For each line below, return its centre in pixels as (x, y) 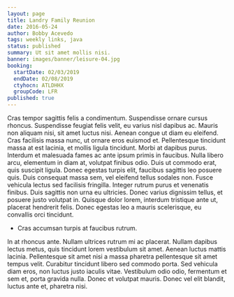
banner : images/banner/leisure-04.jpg (64, 59)
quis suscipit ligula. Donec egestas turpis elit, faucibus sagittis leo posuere (115, 170)
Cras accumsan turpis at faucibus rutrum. (77, 228)
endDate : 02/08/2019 (43, 79)
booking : (20, 66)
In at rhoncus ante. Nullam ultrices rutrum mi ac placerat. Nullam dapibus (112, 241)
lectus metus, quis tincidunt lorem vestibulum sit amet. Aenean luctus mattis (117, 249)
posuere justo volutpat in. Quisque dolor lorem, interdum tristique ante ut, (113, 200)
